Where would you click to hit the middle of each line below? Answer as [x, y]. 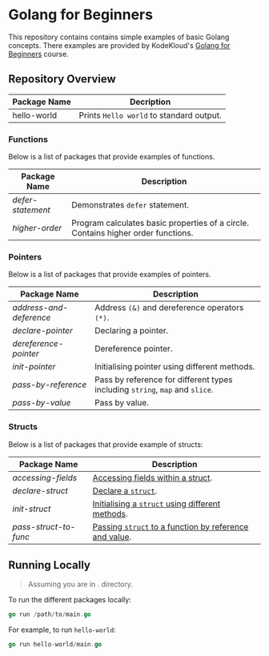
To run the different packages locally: [70, 600]
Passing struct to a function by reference [171, 526]
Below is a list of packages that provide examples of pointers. [110, 275]
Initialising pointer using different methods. [175, 367]
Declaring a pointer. [132, 331]
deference [32, 318]
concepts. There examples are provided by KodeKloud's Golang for [119, 45]
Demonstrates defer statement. [130, 205]
